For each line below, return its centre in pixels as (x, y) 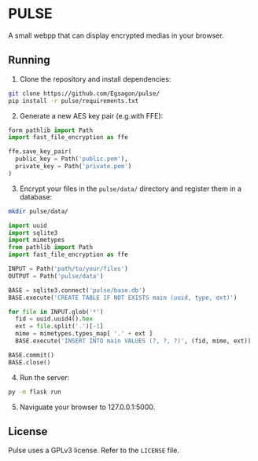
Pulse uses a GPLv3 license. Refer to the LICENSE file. (94, 450)
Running (29, 60)
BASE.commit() (31, 355)
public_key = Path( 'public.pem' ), (72, 159)
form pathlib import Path (50, 130)
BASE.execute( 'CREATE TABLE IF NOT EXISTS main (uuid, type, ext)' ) (123, 298)
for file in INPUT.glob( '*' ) (56, 312)
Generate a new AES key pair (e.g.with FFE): (91, 115)
